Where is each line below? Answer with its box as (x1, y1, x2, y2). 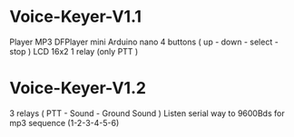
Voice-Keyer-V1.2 (9, 78, 147, 99)
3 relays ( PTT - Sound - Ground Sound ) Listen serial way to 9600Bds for (9, 107, 285, 119)
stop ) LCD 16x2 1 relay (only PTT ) (9, 45, 139, 56)
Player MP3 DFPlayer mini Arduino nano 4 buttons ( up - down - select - (9, 36, 279, 47)
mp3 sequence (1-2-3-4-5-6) (9, 117, 120, 128)
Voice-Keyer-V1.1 (9, 6, 142, 27)
